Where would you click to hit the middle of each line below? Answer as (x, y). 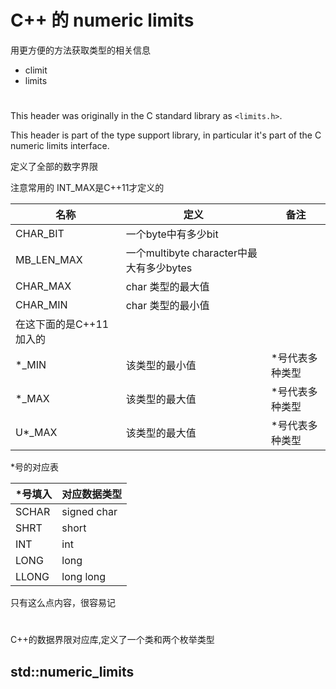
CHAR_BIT (40, 234)
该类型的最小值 (161, 366)
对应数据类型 (92, 494)
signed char (89, 512)
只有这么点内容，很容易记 (63, 603)
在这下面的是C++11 (62, 324)
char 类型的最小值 (167, 306)
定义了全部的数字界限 (54, 167)
